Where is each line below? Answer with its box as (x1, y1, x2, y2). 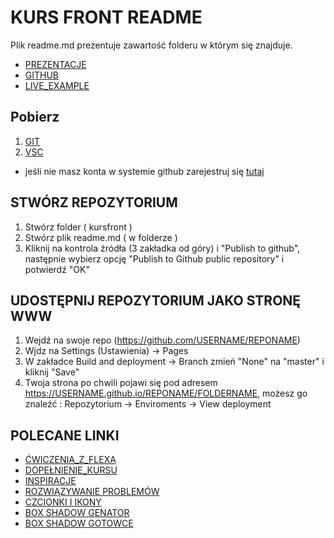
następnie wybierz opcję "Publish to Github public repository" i (24, 252, 285, 265)
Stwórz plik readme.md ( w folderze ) (24, 231, 178, 243)
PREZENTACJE (24, 58, 87, 70)
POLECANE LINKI (10, 427, 120, 444)
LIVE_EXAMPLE (24, 79, 90, 91)
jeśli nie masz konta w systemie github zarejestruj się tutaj (24, 165, 265, 177)
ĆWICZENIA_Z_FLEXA (24, 454, 117, 466)
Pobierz (10, 109, 60, 126)
